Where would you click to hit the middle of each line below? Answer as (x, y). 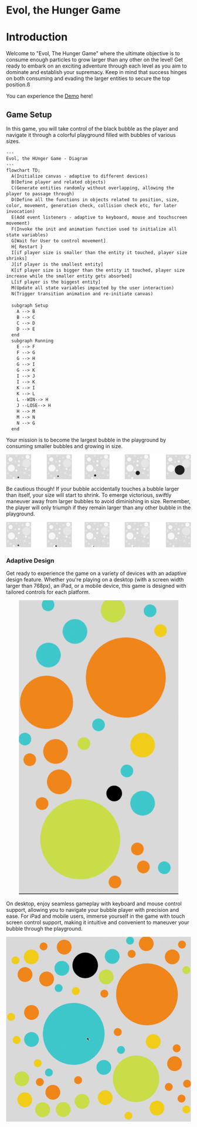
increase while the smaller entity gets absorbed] (69, 276)
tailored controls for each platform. (48, 592)
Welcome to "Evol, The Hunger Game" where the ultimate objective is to (93, 53)
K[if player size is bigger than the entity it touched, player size (98, 270)
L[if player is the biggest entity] (56, 282)
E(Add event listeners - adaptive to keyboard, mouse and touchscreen (99, 217)
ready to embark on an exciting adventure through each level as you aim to (96, 66)
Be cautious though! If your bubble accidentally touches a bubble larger (93, 489)
